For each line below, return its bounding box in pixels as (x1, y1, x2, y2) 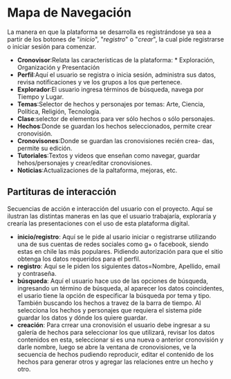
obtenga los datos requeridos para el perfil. (17, 255, 141, 263)
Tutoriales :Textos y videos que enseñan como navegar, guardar (17, 151, 201, 160)
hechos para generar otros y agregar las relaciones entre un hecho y (17, 358, 214, 366)
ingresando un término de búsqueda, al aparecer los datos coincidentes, (17, 284, 225, 292)
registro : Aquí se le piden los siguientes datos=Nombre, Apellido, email (17, 261, 221, 270)
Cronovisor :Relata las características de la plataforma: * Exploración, (17, 55, 215, 64)
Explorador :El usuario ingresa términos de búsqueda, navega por (17, 85, 204, 93)
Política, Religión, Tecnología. (17, 107, 102, 115)
